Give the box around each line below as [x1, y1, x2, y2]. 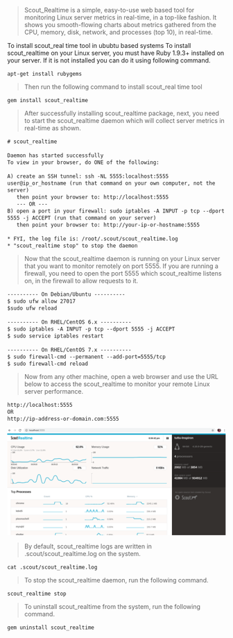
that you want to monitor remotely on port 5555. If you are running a [24, 262, 218, 270]
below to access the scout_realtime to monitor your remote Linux [24, 380, 210, 388]
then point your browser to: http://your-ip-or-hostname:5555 [16, 221, 200, 228]
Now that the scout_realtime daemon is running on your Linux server [24, 255, 221, 262]
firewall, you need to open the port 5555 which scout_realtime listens [24, 269, 222, 277]
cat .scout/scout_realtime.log [7, 564, 98, 571]
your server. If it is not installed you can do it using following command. [7, 56, 211, 65]
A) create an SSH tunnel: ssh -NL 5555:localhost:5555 [7, 173, 169, 180]
